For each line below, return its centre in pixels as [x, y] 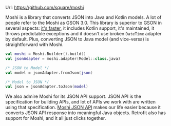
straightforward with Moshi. [34, 45]
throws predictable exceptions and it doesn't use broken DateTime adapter [83, 34]
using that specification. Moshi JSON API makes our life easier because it [83, 108]
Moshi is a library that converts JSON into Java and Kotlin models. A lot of [83, 17]
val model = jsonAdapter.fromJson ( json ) [49, 73]
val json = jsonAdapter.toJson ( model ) [47, 87]
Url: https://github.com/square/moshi [45, 7]
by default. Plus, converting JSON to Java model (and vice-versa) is [77, 39]
